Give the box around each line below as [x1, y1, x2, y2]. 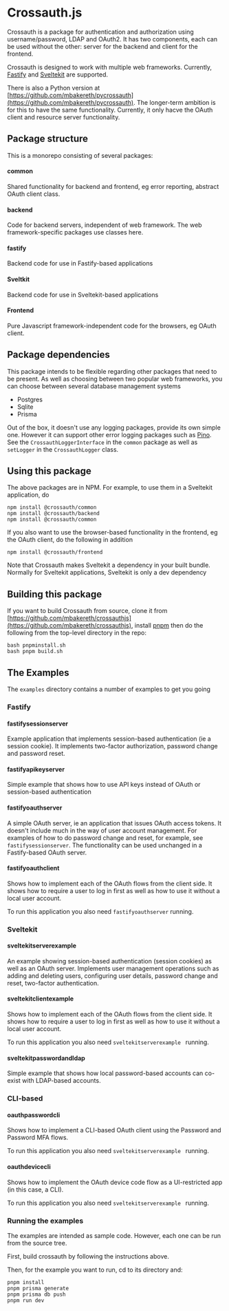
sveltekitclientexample [7, 994, 74, 1003]
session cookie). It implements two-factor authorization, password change [7, 742, 218, 750]
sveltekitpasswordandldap [7, 1054, 86, 1062]
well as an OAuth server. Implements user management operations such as [7, 964, 219, 972]
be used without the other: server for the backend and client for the [7, 42, 198, 50]
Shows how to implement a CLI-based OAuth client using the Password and [7, 1126, 221, 1134]
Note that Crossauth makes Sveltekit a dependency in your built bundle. [7, 561, 211, 570]
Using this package [7, 465, 91, 477]
